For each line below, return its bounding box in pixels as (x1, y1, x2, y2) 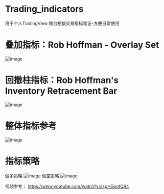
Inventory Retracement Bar (5, 85, 117, 97)
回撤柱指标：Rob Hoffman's (5, 75, 119, 86)
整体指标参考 (5, 120, 57, 131)
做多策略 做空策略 (5, 173, 60, 179)
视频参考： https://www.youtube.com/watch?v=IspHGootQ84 (5, 183, 129, 189)
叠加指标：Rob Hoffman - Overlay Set (5, 39, 159, 51)
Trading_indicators (5, 3, 84, 15)
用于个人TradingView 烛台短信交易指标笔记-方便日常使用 (5, 20, 119, 26)
